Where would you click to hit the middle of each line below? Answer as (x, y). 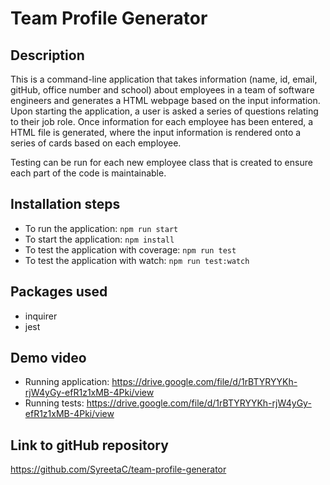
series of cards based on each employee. (96, 143)
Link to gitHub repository (89, 445)
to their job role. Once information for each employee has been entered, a (162, 121)
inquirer (41, 316)
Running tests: (54, 403)
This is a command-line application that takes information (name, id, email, (164, 79)
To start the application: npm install (99, 239)
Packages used (59, 292)
